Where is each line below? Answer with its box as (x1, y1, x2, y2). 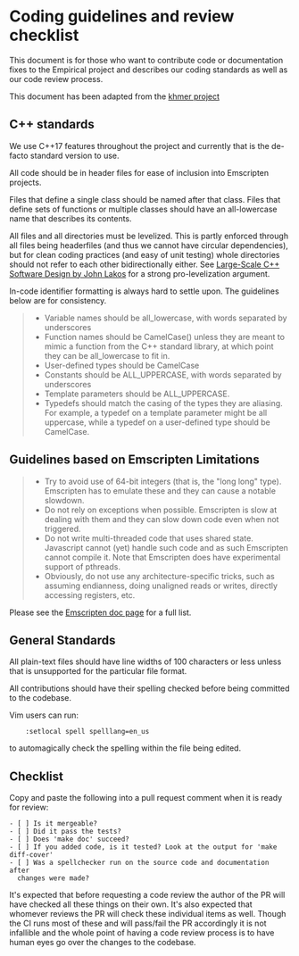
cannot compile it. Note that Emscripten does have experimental (44, 552, 281, 562)
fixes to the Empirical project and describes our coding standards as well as (9, 64, 288, 75)
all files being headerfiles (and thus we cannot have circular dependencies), (9, 239, 288, 251)
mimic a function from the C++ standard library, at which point (44, 341, 274, 352)
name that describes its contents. (9, 212, 132, 224)
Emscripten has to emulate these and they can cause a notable (44, 485, 277, 496)
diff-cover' (9, 851, 54, 860)
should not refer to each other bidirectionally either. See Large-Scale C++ (9, 259, 280, 270)
